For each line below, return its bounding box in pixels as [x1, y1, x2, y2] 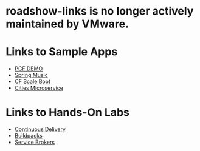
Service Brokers [14, 138, 55, 146]
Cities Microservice [14, 84, 63, 92]
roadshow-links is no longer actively [5, 4, 194, 18]
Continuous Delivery [14, 126, 66, 133]
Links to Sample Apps [5, 45, 118, 59]
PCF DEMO [14, 65, 43, 72]
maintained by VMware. [5, 17, 129, 31]
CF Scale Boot [14, 78, 51, 86]
